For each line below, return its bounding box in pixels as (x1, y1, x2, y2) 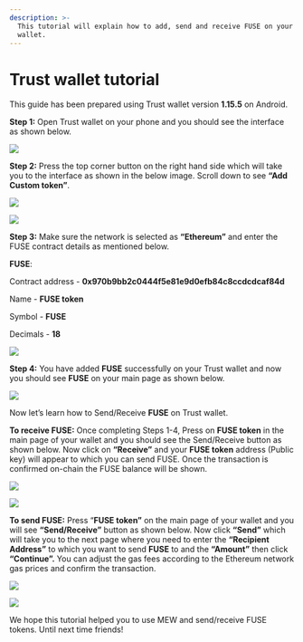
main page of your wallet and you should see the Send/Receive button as (9, 435, 282, 446)
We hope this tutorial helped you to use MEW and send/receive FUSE (9, 615, 268, 626)
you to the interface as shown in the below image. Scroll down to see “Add (9, 170, 288, 181)
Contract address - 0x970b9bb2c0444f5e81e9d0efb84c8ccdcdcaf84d (9, 276, 285, 287)
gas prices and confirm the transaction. (9, 563, 156, 574)
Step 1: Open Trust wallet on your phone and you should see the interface (9, 117, 285, 128)
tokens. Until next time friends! (9, 624, 124, 635)
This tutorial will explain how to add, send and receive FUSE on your (17, 22, 294, 31)
